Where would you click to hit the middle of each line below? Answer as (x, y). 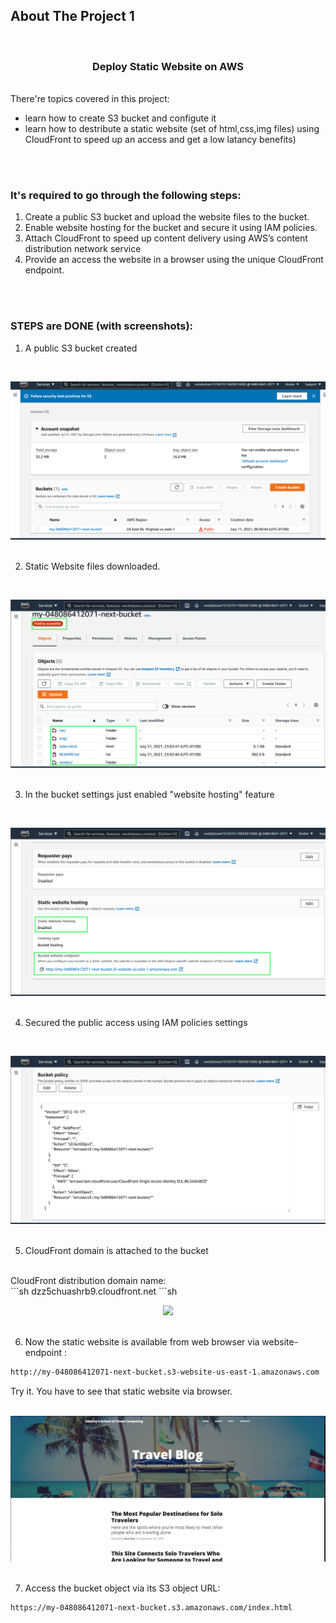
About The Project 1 (72, 16)
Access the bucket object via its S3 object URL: (122, 1588)
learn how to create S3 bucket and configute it (120, 118)
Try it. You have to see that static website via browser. (121, 1391)
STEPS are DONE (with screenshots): (102, 326)
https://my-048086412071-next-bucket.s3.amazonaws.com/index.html (151, 1607)
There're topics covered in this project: (90, 99)
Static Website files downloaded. (92, 566)
